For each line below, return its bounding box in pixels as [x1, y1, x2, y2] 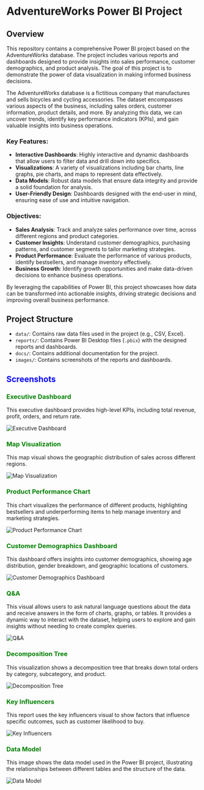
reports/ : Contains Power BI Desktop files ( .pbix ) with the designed [15, 337, 187, 344]
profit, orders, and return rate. [6, 413, 82, 420]
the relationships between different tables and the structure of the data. [6, 766, 186, 773]
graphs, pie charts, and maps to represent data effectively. [15, 170, 163, 178]
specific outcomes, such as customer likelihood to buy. [6, 718, 145, 725]
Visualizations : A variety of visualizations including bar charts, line [15, 164, 184, 171]
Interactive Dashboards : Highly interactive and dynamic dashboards [15, 151, 189, 159]
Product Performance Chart [6, 487, 90, 496]
